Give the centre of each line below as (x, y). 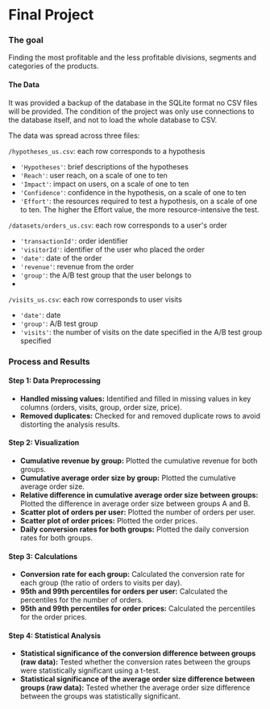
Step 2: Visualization (44, 443)
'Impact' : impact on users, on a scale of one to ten (104, 184)
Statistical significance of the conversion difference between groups (138, 653)
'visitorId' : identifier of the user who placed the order (112, 249)
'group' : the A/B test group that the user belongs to (106, 275)
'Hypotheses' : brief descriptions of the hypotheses (104, 166)
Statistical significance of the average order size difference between (137, 679)
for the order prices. (53, 617)
